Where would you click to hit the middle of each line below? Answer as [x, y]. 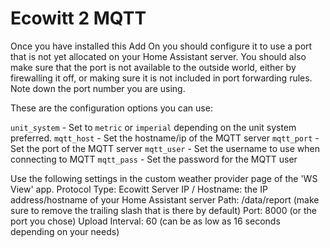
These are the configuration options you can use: [111, 108]
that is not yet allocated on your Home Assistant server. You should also [158, 56]
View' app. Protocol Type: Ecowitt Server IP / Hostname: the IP [139, 189]
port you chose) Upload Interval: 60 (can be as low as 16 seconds [145, 221]
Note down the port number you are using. [98, 88]
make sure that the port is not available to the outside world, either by [153, 67]
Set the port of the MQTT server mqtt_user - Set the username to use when [165, 148]
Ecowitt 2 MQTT [78, 18]
